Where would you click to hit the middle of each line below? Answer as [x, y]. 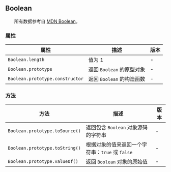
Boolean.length [26, 60]
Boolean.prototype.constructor [46, 79]
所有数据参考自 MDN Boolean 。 [47, 21]
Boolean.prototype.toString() [45, 148]
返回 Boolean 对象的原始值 [117, 162]
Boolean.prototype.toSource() [45, 131]
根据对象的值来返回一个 [114, 145]
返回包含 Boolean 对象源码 [117, 128]
